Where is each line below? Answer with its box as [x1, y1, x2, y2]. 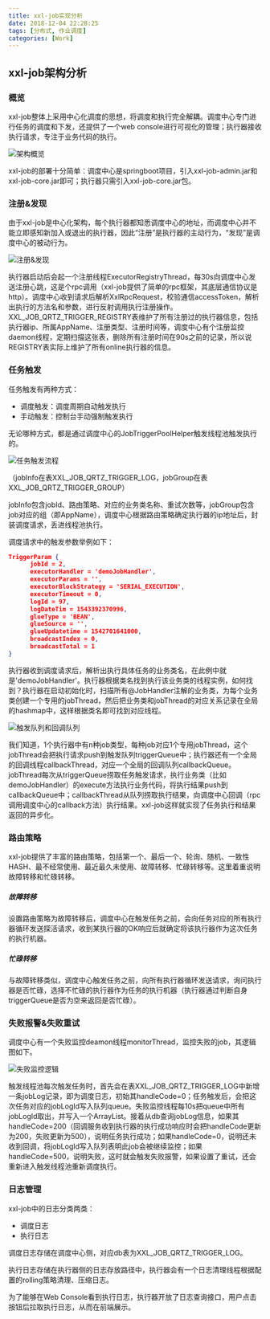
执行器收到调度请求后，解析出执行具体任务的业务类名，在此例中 [8, 665, 219, 675]
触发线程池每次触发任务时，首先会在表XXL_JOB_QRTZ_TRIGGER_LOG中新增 [8, 1081, 260, 1091]
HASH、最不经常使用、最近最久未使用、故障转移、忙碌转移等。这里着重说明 [8, 862, 261, 872]
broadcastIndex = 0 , [29, 635, 99, 643]
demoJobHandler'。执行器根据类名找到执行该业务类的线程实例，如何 [17, 676, 247, 685]
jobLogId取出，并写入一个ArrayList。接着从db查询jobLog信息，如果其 [8, 1112, 239, 1121]
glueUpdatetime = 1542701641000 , [29, 627, 142, 635]
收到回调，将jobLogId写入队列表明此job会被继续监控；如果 [8, 1141, 202, 1151]
